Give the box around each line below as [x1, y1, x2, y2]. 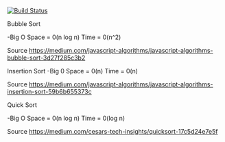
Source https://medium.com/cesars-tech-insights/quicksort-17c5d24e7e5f [7, 128, 218, 135]
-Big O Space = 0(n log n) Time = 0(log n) [7, 114, 126, 122]
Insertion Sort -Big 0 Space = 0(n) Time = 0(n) [7, 67, 139, 75]
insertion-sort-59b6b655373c [7, 88, 92, 95]
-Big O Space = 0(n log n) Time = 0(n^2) [7, 33, 121, 41]
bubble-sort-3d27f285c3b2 [7, 54, 86, 62]
